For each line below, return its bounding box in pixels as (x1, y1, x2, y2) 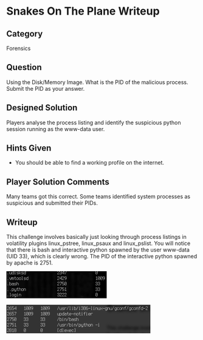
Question (6, 62, 42, 73)
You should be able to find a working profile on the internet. (15, 159, 164, 166)
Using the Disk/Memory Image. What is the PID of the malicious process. (6, 78, 188, 86)
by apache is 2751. (6, 259, 53, 266)
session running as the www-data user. (6, 125, 105, 132)
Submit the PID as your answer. (6, 85, 85, 92)
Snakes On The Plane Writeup (6, 4, 160, 18)
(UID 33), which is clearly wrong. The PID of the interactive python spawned (6, 253, 198, 260)
